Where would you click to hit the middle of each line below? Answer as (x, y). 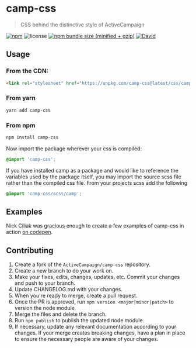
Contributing (30, 250)
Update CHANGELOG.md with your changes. (68, 290)
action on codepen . (29, 232)
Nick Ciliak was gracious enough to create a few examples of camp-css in (95, 226)
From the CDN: (27, 71)
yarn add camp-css (28, 110)
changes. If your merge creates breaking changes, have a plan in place (100, 333)
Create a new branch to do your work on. (64, 271)
